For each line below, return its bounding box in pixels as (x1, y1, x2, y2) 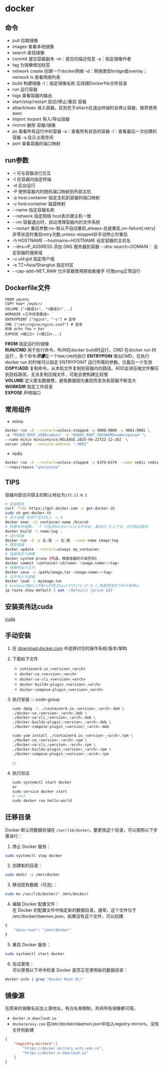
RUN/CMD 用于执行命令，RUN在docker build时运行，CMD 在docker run (5, 347, 151, 353)
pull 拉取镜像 (12, 38, 38, 43)
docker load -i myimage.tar (5, 579, 63, 584)
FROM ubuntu (5, 297, 29, 302)
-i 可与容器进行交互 (12, 170, 51, 176)
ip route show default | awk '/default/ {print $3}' (5, 588, 115, 593)
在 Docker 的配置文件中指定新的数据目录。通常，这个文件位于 (12, 907, 137, 913)
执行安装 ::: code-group (12, 696, 60, 702)
